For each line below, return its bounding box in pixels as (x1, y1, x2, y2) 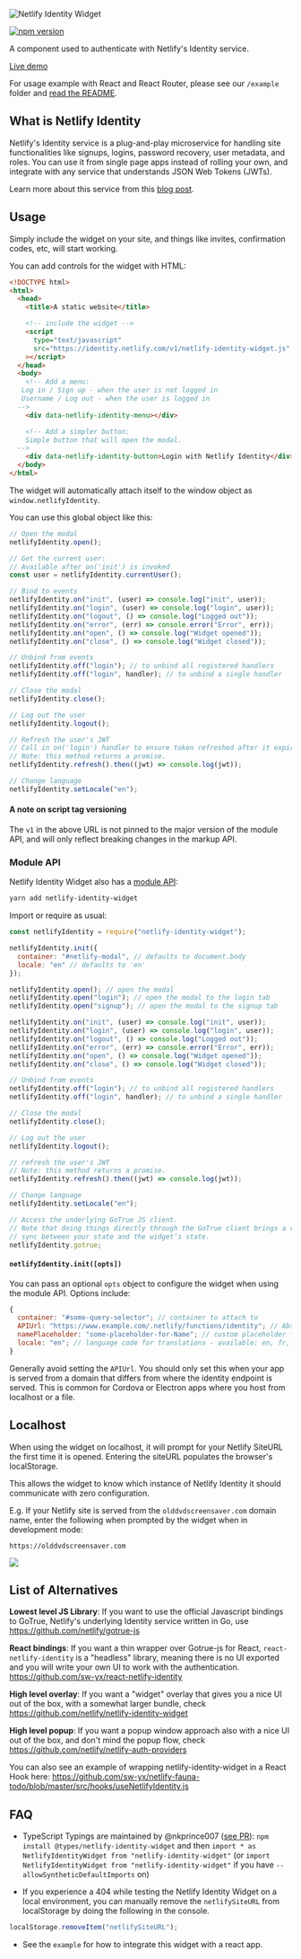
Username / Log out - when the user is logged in (21, 394, 211, 403)
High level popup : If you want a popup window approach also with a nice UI (9, 1725, 289, 1736)
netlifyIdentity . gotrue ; (9, 1240, 102, 1249)
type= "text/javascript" (32, 335, 123, 345)
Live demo (9, 61, 48, 71)
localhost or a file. (9, 1391, 76, 1402)
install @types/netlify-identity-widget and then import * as (21, 1840, 257, 1851)
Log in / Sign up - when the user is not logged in (21, 386, 219, 395)
